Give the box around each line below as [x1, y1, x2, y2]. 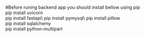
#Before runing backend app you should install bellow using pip [5, 5, 140, 10]
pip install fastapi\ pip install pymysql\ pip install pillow [5, 15, 120, 21]
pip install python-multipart [5, 26, 63, 32]
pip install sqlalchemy [5, 20, 51, 26]
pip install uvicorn [5, 10, 43, 16]
